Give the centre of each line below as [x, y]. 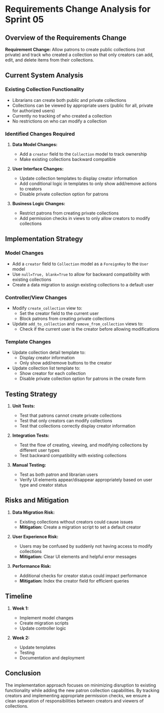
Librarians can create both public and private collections [69, 100]
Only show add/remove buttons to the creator [66, 363]
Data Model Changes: [35, 144]
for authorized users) [34, 110]
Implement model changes [46, 618]
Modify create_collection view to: [47, 308]
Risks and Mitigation [37, 500]
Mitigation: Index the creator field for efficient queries [74, 581]
